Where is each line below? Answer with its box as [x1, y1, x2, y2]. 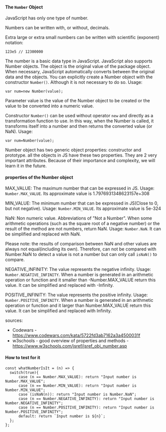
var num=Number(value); [5, 138, 55, 143]
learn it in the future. [5, 163, 47, 169]
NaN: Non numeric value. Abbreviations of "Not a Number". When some [5, 215, 153, 221]
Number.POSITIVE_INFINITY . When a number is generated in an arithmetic [5, 297, 154, 303]
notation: [5, 40, 23, 46]
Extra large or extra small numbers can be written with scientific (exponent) [5, 34, 160, 40]
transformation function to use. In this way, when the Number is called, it [5, 118, 154, 124]
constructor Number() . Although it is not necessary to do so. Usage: [5, 79, 143, 85]
